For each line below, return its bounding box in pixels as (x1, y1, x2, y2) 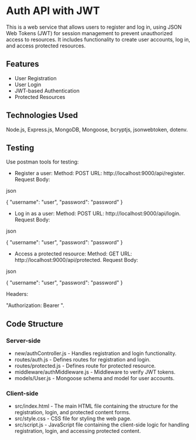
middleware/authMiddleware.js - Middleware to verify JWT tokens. (14, 369, 176, 376)
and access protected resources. (6, 42, 86, 49)
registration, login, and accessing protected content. (14, 428, 142, 435)
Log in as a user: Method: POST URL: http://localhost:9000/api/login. (14, 210, 181, 217)
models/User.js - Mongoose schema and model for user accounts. (14, 375, 175, 382)
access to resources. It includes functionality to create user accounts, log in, (6, 36, 191, 43)
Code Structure (6, 319, 63, 329)
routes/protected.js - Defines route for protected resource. (14, 362, 156, 370)
